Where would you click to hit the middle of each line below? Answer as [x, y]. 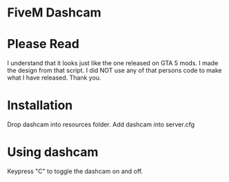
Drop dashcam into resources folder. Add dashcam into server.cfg [101, 124]
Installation [40, 105]
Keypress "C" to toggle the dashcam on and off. [75, 171]
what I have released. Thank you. [54, 78]
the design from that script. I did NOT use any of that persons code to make [114, 71]
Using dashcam [53, 152]
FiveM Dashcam [54, 13]
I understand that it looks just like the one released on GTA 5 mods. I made [113, 63]
